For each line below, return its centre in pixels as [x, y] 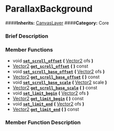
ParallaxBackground [49, 9]
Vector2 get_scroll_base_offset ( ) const [56, 77]
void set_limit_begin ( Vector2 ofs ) [51, 93]
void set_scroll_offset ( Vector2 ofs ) [53, 61]
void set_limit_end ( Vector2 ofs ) [48, 104]
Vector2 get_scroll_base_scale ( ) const [55, 88]
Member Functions [29, 50]
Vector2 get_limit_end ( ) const [46, 109]
